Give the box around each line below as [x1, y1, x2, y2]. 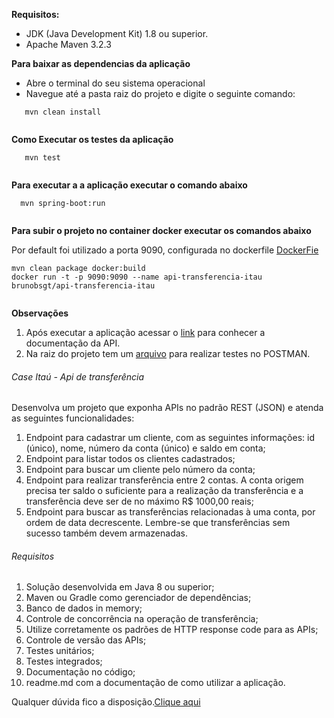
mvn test [24, 153, 61, 163]
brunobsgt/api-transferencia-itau [11, 281, 156, 291]
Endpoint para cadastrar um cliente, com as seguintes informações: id [25, 432, 315, 444]
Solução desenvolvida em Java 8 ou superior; [25, 581, 215, 593]
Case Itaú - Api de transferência [11, 370, 145, 383]
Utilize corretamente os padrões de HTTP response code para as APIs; [25, 624, 319, 636]
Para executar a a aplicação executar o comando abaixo [11, 179, 248, 191]
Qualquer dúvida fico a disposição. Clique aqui [11, 696, 201, 708]
